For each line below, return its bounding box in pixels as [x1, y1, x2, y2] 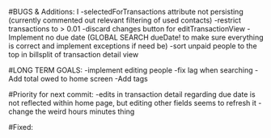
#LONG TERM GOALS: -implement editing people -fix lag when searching [8, 65, 253, 75]
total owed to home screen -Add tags [23, 74, 148, 83]
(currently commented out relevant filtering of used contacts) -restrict [8, 15, 241, 25]
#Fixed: [8, 123, 34, 132]
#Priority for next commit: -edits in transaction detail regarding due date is [8, 90, 256, 99]
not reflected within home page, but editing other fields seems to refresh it [8, 98, 257, 107]
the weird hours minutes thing [35, 107, 135, 116]
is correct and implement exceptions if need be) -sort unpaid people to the [8, 41, 257, 51]
